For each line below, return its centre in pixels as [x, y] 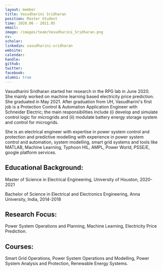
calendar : [15, 55]
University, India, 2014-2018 [33, 199]
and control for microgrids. [32, 122]
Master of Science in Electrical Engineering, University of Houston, [72, 179]
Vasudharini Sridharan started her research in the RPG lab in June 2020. [77, 91]
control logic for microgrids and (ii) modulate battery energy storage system [81, 117]
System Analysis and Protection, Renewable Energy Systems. [66, 264]
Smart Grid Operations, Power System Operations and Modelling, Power [77, 258]
